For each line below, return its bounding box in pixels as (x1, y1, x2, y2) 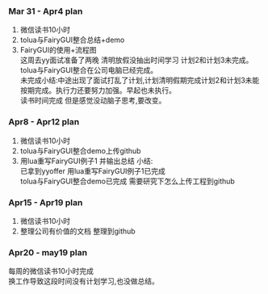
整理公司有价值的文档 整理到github (19, 226, 136, 236)
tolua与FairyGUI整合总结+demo (19, 35, 125, 45)
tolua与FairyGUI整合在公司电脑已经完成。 (19, 65, 158, 75)
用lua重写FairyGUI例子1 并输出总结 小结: (19, 156, 153, 166)
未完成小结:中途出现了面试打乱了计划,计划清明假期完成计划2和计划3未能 (19, 75, 260, 86)
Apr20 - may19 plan (8, 246, 87, 258)
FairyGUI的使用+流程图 (19, 45, 97, 55)
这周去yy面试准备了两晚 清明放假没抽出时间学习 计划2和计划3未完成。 (19, 55, 253, 65)
